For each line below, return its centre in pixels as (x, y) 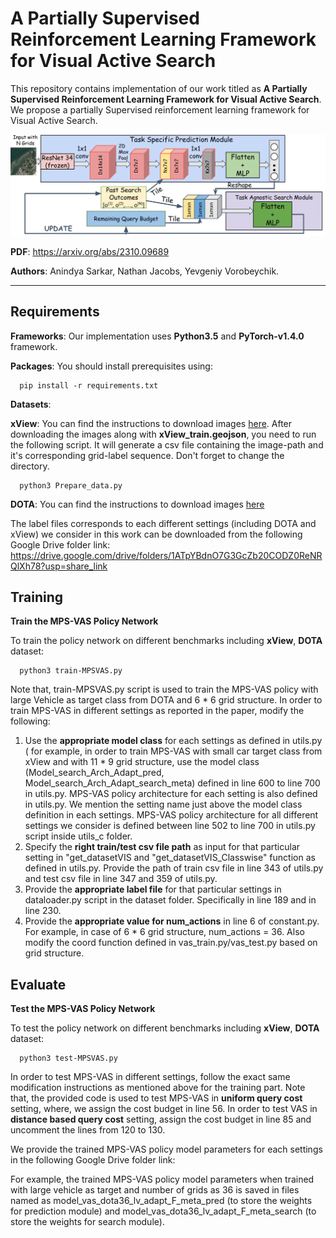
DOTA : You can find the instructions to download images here (137, 504)
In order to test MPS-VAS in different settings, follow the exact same (150, 1077)
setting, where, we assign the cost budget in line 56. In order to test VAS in (164, 1109)
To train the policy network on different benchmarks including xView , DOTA (166, 641)
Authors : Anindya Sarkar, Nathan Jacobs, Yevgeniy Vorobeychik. (145, 271)
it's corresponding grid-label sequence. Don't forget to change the (147, 455)
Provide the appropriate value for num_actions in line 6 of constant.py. (172, 921)
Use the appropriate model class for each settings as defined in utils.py (173, 741)
